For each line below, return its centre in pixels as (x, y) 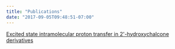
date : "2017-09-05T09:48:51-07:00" (50, 17)
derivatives (20, 40)
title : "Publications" (34, 12)
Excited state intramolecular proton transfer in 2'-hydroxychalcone (88, 34)
